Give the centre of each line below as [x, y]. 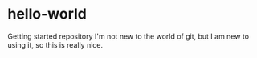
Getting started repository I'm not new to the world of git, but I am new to [128, 36]
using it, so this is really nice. [55, 44]
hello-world [47, 14]
